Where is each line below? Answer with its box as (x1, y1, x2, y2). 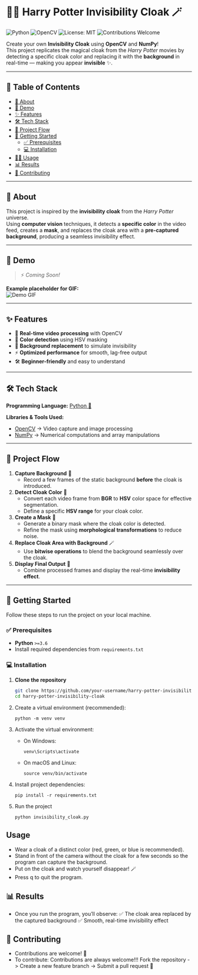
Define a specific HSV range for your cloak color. (23, 507, 143, 514)
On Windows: (23, 737, 57, 744)
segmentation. (23, 501, 59, 508)
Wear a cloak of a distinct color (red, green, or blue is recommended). (14, 846, 184, 853)
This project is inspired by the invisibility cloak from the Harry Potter (6, 208, 174, 215)
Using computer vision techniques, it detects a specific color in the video (6, 220, 187, 227)
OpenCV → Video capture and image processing (14, 425, 133, 432)
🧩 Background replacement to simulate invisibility (14, 342, 137, 349)
